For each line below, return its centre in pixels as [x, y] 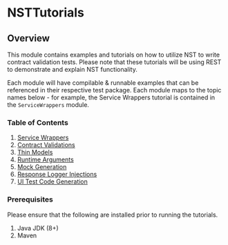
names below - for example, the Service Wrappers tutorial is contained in [111, 97]
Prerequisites [30, 199]
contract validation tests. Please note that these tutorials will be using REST [114, 62]
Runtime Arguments [45, 159]
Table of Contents [38, 122]
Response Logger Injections [57, 175]
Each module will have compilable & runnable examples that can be [103, 83]
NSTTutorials [46, 13]
